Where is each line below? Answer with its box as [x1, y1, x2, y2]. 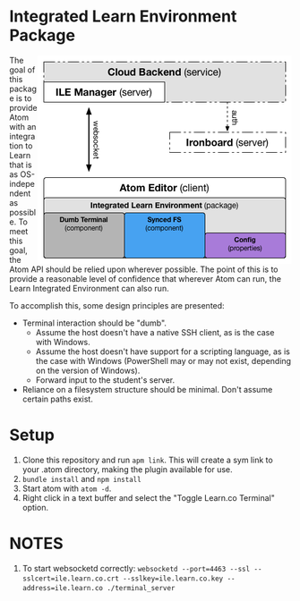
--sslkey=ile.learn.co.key [122, 574, 224, 583]
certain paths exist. [21, 394, 94, 404]
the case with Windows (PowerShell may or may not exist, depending [35, 355, 292, 366]
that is [9, 159, 33, 170]
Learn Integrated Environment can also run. [9, 283, 169, 293]
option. [21, 502, 49, 512]
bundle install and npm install [21, 473, 141, 484]
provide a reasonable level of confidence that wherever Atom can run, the [9, 273, 282, 284]
